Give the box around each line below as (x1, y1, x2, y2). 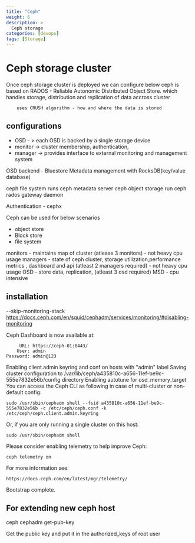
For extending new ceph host (6, 503, 115, 513)
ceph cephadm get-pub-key (6, 519, 75, 526)
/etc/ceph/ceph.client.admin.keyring (6, 410, 99, 417)
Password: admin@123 (6, 353, 57, 359)
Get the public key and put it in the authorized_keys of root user (6, 530, 161, 538)
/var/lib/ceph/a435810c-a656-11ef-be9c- (64, 370, 164, 377)
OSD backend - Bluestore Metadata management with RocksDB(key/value (6, 167, 186, 174)
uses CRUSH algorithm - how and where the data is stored (16, 105, 162, 111)
